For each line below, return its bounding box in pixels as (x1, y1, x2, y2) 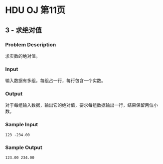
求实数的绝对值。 (5, 53, 40, 59)
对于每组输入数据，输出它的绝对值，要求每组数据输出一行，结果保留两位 (5, 102, 154, 108)
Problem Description (5, 41, 56, 48)
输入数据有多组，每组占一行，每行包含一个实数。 (5, 78, 106, 83)
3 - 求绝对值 (5, 26, 42, 34)
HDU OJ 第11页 (5, 4, 66, 16)
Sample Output (5, 144, 42, 151)
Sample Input (5, 121, 38, 128)
